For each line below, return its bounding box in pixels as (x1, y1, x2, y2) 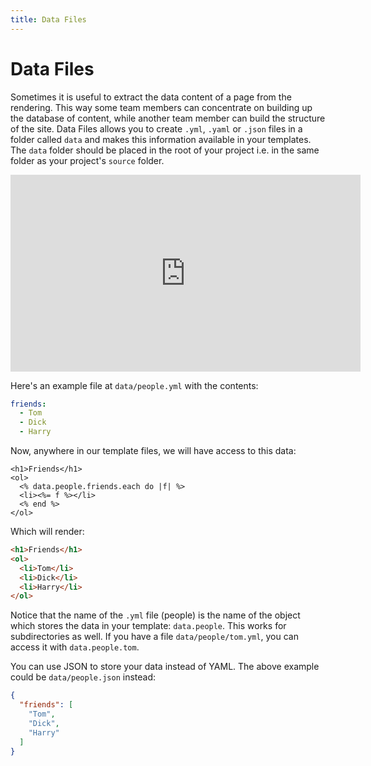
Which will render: (10, 526, 85, 538)
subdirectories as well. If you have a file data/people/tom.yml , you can (10, 631, 299, 643)
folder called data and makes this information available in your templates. (10, 133, 312, 145)
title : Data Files (10, 14, 87, 25)
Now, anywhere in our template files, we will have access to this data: (10, 445, 297, 457)
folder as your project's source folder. (10, 154, 165, 166)
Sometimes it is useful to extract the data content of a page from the (10, 91, 292, 103)
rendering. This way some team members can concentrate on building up (10, 101, 313, 113)
